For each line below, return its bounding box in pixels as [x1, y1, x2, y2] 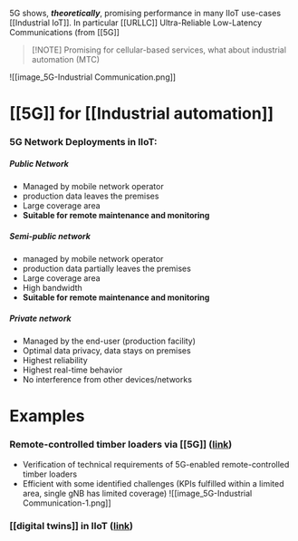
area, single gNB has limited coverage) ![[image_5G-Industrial [22, 488, 253, 498]
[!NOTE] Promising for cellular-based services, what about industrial [31, 44, 287, 55]
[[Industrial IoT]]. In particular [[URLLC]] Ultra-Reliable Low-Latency [9, 17, 263, 28]
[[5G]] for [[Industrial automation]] [9, 103, 274, 124]
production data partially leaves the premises [22, 263, 192, 275]
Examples [9, 406, 85, 427]
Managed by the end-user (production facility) [22, 335, 197, 347]
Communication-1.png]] [22, 498, 111, 508]
